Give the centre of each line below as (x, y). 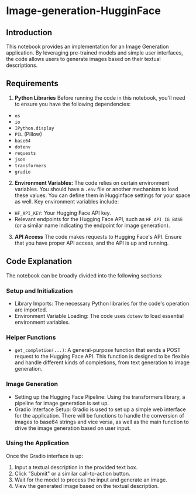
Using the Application (37, 443)
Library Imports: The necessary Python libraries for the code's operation (102, 303)
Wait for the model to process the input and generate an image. (91, 480)
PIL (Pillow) (28, 134)
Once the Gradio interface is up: (45, 456)
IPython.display (34, 128)
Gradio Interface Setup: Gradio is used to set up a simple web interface (100, 409)
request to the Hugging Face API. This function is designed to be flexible (102, 357)
